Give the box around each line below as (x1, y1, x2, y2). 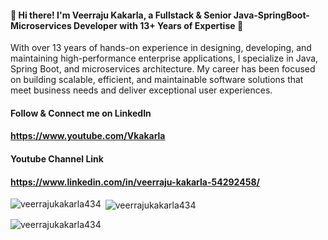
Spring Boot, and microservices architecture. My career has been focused (10, 63, 316, 75)
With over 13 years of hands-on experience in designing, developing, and (10, 42, 312, 54)
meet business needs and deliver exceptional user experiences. (10, 84, 273, 96)
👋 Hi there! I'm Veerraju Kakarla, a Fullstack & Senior (10, 9, 232, 21)
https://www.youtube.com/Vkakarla (10, 130, 166, 142)
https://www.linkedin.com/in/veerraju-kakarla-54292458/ (10, 176, 260, 188)
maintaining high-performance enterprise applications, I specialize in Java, (10, 52, 319, 65)
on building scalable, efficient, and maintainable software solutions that (10, 74, 304, 86)
